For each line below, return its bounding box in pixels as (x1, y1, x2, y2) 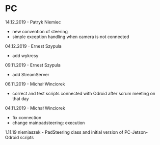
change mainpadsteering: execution (12, 120, 85, 125)
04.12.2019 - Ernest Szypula (5, 43, 62, 49)
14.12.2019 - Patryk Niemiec (5, 19, 61, 25)
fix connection (12, 114, 42, 120)
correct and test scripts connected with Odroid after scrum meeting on (12, 90, 156, 96)
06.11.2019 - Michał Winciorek (5, 81, 65, 87)
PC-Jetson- (124, 129, 148, 135)
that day (12, 96, 29, 102)
